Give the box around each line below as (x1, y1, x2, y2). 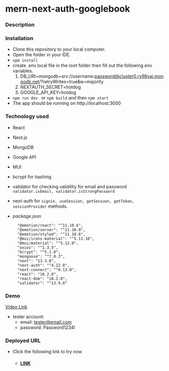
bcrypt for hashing (12, 174, 52, 180)
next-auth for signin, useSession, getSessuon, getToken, (12, 197, 135, 204)
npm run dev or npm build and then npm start (12, 95, 109, 101)
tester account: (12, 314, 45, 320)
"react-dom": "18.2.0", (17, 276, 67, 281)
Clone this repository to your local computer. (12, 46, 106, 52)
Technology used (5, 113, 49, 120)
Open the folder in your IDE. (12, 52, 71, 58)
